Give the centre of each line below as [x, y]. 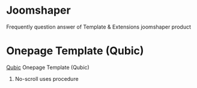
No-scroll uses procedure [47, 78]
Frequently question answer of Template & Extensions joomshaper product [98, 27]
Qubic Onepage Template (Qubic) [48, 67]
